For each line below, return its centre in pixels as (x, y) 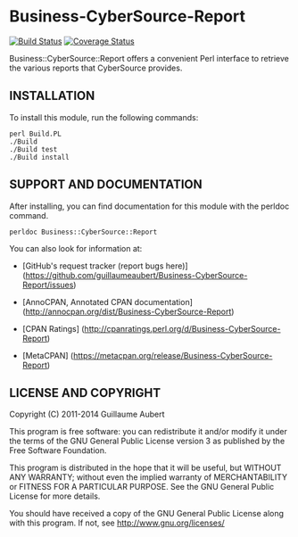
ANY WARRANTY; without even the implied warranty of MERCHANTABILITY (149, 477)
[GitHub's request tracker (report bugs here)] (105, 266)
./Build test (33, 149)
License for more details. (55, 496)
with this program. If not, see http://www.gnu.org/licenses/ (117, 523)
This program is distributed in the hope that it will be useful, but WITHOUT (145, 468)
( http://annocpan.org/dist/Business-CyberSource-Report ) (128, 311)
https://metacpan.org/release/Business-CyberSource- (173, 355)
